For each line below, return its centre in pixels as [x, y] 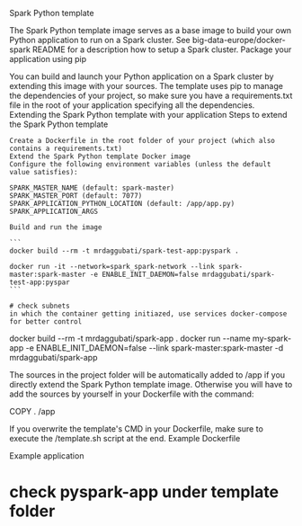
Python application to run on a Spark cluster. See [100, 40]
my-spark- [272, 338]
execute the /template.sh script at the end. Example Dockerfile [125, 438]
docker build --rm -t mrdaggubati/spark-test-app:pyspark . [124, 251]
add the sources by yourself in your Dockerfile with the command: [132, 394]
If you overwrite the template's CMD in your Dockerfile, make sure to [136, 429]
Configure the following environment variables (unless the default [140, 165]
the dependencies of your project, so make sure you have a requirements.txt [151, 95]
